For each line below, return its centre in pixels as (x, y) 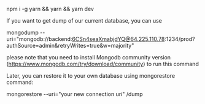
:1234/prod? (180, 39)
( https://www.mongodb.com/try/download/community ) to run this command (103, 64)
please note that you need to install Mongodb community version (88, 57)
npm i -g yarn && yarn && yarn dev (50, 9)
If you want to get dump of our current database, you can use (84, 20)
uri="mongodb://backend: (39, 39)
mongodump (22, 32)
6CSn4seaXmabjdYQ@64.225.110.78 (118, 39)
